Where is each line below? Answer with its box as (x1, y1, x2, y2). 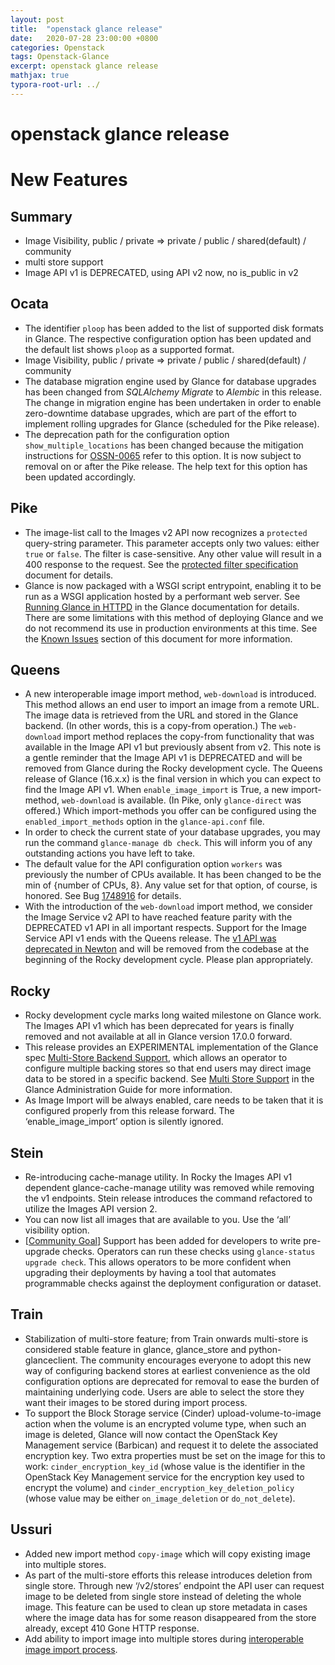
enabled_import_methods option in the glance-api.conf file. (24, 816, 265, 828)
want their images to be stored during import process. (24, 1396, 248, 1408)
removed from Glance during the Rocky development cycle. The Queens (24, 762, 323, 775)
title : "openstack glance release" (10, 24, 163, 34)
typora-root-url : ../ (10, 80, 101, 90)
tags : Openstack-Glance (10, 52, 110, 62)
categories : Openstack (10, 42, 105, 53)
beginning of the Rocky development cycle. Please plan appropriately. (24, 954, 314, 966)
